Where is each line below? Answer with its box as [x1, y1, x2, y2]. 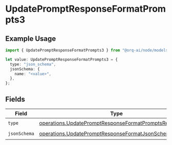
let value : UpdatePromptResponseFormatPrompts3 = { [5, 57, 118, 62]
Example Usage [5, 34, 56, 43]
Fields [5, 95, 26, 104]
